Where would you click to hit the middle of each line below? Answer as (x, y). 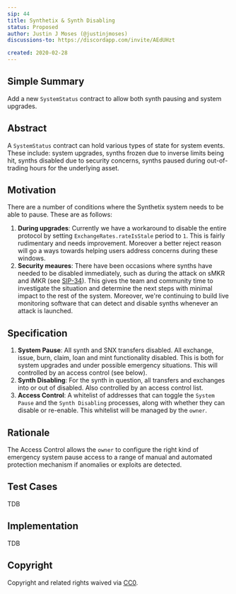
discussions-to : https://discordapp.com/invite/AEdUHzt (91, 40)
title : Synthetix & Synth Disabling (61, 21)
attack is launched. (45, 311)
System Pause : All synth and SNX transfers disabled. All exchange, (116, 350)
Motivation (32, 191)
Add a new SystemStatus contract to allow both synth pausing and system (114, 98)
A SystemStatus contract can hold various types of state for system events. (116, 145)
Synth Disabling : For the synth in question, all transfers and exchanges (121, 380)
